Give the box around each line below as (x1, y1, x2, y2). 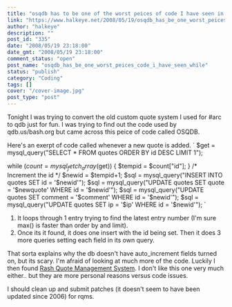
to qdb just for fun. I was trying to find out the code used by (7, 121, 177, 128)
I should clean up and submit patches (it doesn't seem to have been (7, 285, 200, 293)
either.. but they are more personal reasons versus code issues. (7, 271, 188, 279)
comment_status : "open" (7, 55, 76, 62)
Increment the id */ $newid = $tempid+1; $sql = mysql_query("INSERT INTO (7, 170, 223, 179)
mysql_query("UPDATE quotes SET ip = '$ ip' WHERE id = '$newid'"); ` (7, 200, 206, 209)
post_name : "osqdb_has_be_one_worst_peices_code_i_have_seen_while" (7, 62, 209, 69)
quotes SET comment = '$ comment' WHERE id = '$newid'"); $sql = (7, 193, 199, 201)
